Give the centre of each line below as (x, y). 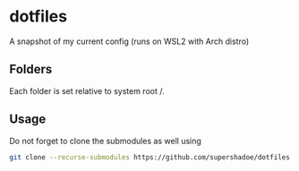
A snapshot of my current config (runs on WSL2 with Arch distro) (129, 41)
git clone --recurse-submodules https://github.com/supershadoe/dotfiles (150, 157)
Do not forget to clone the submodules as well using (105, 141)
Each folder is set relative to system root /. (87, 90)
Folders (31, 69)
